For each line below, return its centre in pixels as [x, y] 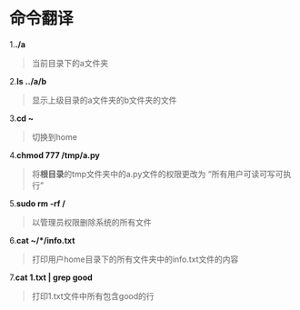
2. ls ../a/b [28, 81]
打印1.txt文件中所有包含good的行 [93, 295]
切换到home [54, 136]
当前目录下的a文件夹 [70, 63]
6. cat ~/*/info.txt [42, 240]
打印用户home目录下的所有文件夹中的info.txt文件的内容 [135, 259]
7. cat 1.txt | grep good [51, 277]
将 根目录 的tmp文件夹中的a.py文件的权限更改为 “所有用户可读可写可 [157, 174]
